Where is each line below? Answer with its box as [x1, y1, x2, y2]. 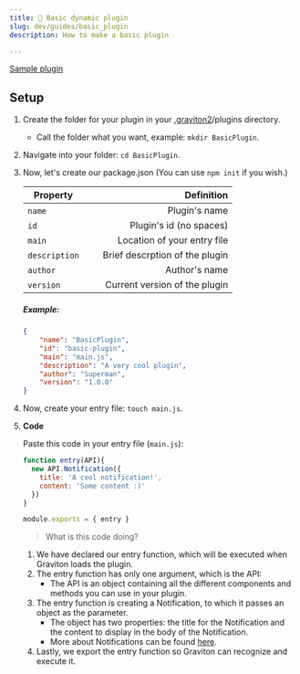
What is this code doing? [45, 532, 139, 542]
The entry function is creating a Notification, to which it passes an [36, 597, 284, 608]
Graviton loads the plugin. [36, 559, 134, 570]
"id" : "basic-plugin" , [39, 343, 126, 353]
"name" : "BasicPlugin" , [39, 335, 129, 345]
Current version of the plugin [104, 279, 229, 291]
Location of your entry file [117, 234, 229, 247]
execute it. [36, 656, 76, 667]
